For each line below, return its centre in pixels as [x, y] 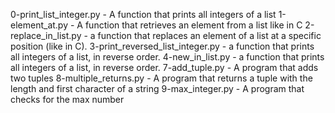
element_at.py [39, 25]
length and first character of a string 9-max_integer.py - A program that [157, 88]
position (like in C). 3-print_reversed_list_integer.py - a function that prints [162, 46]
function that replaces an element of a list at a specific [209, 35]
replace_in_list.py [46, 35]
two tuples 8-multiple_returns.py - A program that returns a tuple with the [161, 78]
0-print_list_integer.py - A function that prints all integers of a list [143, 14]
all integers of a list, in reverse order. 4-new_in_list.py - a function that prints [167, 57]
